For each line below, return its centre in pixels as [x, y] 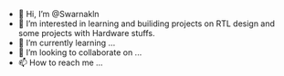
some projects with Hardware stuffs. [86, 33]
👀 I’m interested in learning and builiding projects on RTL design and [147, 24]
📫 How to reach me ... [60, 62]
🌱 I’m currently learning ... [67, 43]
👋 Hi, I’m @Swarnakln [58, 14]
